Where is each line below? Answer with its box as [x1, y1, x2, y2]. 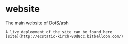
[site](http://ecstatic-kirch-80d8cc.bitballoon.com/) [5, 34, 124, 39]
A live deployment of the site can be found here [5, 29, 113, 34]
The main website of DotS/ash [5, 20, 69, 26]
